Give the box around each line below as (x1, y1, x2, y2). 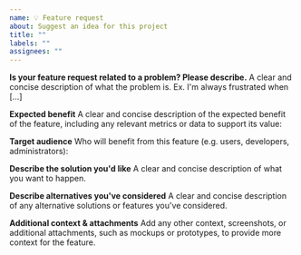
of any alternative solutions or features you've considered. (9, 201, 228, 211)
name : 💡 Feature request (9, 13, 104, 23)
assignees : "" (9, 47, 63, 56)
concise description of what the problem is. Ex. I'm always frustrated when (9, 82, 289, 93)
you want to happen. (9, 173, 86, 184)
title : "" (9, 30, 47, 39)
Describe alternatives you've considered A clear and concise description (9, 191, 287, 201)
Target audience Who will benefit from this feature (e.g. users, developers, (9, 136, 290, 147)
